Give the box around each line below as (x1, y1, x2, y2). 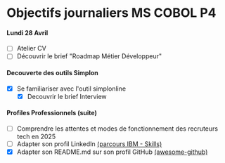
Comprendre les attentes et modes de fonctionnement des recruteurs (16, 124, 219, 133)
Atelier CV (16, 44, 46, 53)
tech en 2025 (16, 132, 56, 141)
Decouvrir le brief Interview (27, 92, 107, 100)
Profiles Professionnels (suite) (6, 109, 98, 117)
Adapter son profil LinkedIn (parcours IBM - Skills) (16, 140, 162, 148)
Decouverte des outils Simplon (6, 69, 99, 77)
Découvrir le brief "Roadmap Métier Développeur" (16, 52, 162, 60)
